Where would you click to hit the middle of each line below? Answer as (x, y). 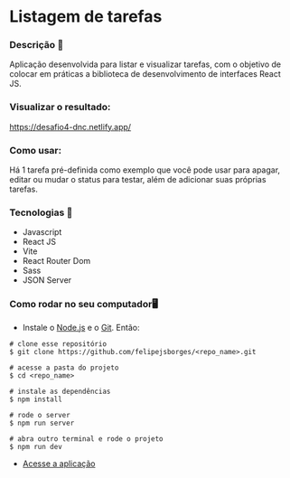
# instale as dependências (60, 391)
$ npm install (36, 399)
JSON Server (47, 280)
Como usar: (35, 150)
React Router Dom (56, 261)
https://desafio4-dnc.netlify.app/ (70, 127)
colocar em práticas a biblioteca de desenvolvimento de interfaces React (145, 74)
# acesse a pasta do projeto (64, 368)
